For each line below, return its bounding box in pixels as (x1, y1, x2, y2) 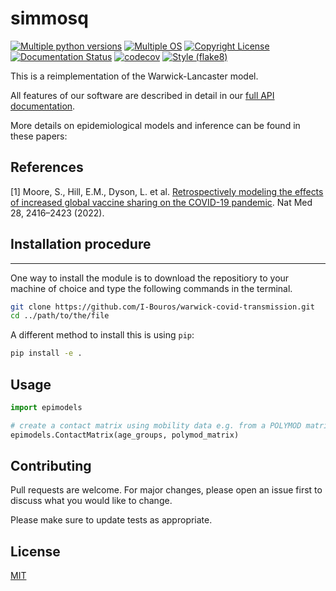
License (10, 543, 61, 560)
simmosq (10, 7, 89, 30)
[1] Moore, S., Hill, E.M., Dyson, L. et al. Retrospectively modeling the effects (10, 185, 324, 197)
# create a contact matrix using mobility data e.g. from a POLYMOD (10, 420, 302, 431)
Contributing (10, 458, 92, 475)
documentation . (10, 100, 76, 112)
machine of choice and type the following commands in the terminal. (10, 282, 293, 294)
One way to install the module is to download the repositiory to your (10, 272, 290, 284)
